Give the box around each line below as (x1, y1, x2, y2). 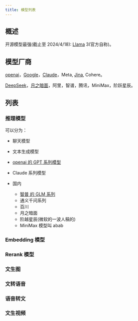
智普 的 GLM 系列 (19, 191, 56, 197)
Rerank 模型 (5, 251, 34, 258)
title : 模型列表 (5, 7, 36, 13)
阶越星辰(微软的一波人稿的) (19, 216, 76, 222)
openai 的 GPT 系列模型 (12, 159, 61, 165)
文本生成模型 (12, 148, 39, 154)
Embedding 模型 (5, 236, 45, 243)
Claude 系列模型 (12, 170, 46, 176)
